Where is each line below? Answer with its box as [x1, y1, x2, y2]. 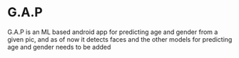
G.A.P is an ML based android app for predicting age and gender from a [7, 28, 218, 36]
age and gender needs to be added [7, 42, 111, 51]
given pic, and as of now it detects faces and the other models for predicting [7, 35, 233, 43]
